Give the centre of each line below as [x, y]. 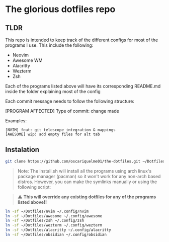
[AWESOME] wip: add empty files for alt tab [53, 134]
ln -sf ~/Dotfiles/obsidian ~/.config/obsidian [56, 235]
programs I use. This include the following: [49, 45]
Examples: [16, 121]
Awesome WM [27, 60]
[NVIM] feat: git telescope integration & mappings [60, 130]
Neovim [21, 55]
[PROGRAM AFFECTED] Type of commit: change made [62, 111]
